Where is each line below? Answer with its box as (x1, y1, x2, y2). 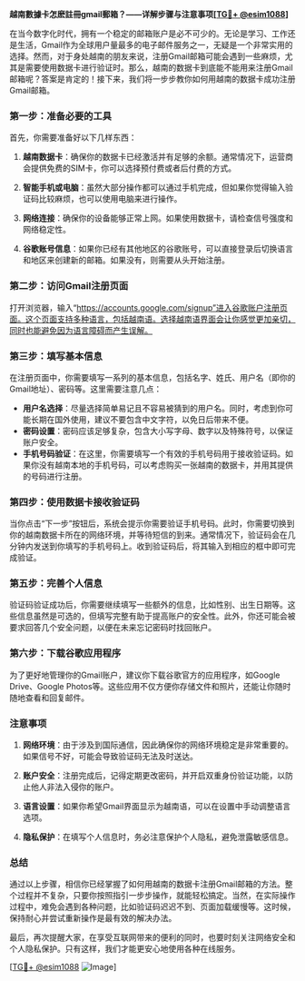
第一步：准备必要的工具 (9, 109, 112, 122)
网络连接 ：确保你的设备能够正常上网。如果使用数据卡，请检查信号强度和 (22, 213, 293, 223)
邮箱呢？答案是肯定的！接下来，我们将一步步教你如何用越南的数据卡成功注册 (9, 74, 296, 84)
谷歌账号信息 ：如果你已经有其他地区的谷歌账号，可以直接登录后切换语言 (22, 243, 293, 254)
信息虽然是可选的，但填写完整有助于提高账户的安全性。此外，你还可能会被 (16, 610, 296, 621)
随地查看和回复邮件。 (9, 692, 89, 703)
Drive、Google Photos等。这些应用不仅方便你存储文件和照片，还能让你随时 (9, 680, 291, 691)
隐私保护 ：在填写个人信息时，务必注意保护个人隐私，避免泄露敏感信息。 (22, 831, 293, 843)
